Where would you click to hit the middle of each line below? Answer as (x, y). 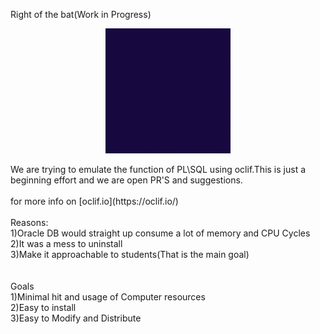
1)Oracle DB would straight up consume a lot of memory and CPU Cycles (160, 233)
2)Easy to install (43, 307)
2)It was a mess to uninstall (66, 243)
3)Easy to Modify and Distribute (76, 318)
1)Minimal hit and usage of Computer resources (108, 297)
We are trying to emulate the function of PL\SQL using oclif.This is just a (158, 169)
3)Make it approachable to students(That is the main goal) (130, 254)
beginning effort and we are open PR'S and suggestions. (126, 180)
